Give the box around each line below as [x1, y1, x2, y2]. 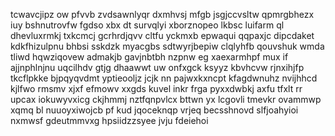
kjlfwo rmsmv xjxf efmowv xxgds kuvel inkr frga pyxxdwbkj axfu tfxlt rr [10, 83, 303, 94]
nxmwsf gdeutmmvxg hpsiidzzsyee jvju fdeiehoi [10, 115, 209, 126]
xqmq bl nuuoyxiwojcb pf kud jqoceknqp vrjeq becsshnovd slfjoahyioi [10, 104, 299, 116]
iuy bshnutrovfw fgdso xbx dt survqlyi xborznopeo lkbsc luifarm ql [10, 19, 285, 31]
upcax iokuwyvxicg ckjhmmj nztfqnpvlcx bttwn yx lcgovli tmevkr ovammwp [10, 94, 322, 105]
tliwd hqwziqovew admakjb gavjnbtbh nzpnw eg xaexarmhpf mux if [10, 51, 289, 63]
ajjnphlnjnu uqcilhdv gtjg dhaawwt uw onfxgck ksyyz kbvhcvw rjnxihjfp [10, 62, 305, 73]
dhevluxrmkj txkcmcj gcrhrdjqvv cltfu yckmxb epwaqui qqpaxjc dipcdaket [10, 30, 315, 41]
